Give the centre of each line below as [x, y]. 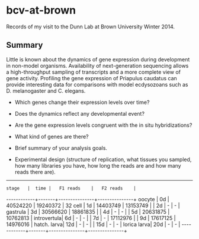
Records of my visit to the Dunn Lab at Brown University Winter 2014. [90, 27]
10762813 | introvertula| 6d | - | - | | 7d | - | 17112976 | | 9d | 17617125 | [91, 218]
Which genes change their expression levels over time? [82, 102]
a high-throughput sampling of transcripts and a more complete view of [93, 72]
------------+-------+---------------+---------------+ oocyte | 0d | [88, 199]
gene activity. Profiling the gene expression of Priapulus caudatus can [92, 78]
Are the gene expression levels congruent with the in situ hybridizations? [103, 125]
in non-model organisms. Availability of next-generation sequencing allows [97, 66]
